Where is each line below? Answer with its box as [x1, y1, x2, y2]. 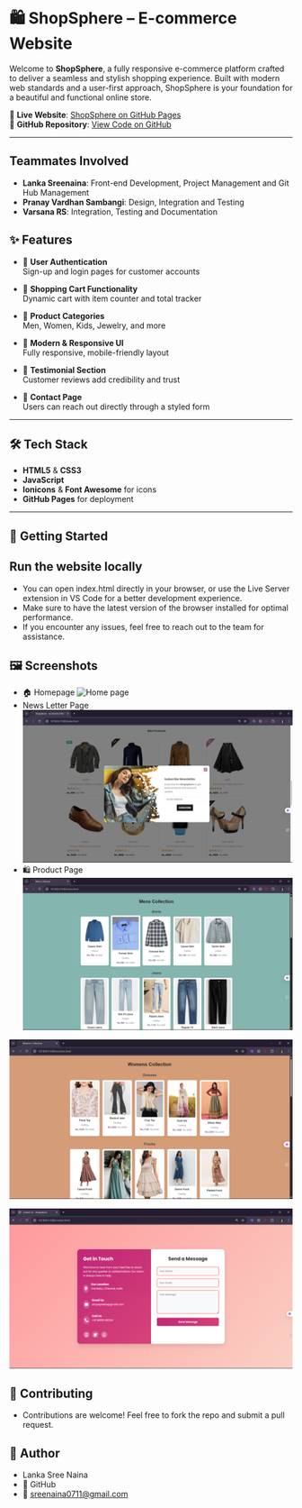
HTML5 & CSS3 [22, 465, 82, 476]
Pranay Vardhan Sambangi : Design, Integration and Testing [22, 196, 244, 207]
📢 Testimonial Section [22, 364, 106, 375]
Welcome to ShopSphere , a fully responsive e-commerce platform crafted [9, 63, 285, 74]
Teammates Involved [9, 153, 129, 169]
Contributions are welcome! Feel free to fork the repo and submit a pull [22, 1410, 285, 1421]
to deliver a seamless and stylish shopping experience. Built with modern [9, 72, 280, 83]
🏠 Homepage [22, 687, 75, 698]
